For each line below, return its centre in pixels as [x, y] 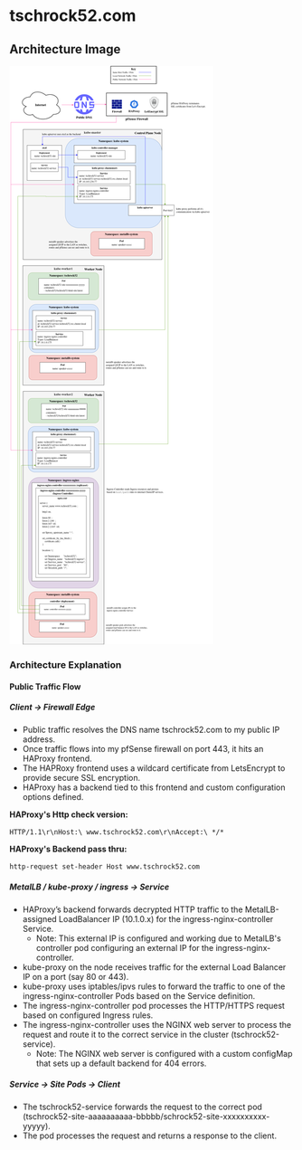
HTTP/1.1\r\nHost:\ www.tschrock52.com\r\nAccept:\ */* [117, 832]
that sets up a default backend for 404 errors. [121, 1063]
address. [39, 739]
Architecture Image [65, 49]
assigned [39, 919]
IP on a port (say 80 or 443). [75, 977]
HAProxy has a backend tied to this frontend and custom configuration [154, 787]
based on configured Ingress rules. [88, 1015]
